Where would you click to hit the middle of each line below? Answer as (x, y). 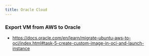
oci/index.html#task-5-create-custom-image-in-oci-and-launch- (78, 43)
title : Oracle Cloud (26, 10)
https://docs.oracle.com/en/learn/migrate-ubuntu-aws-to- (72, 38)
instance (21, 48)
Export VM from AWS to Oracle (43, 27)
